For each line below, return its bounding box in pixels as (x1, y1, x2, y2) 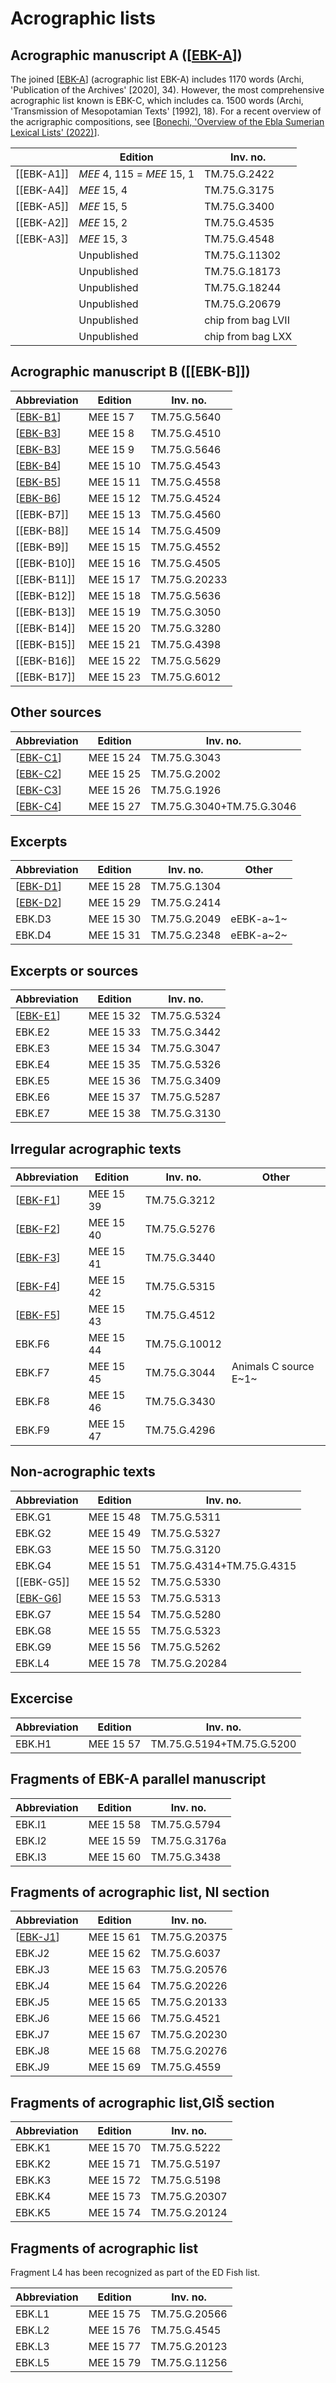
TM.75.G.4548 (204, 232, 275, 246)
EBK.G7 (15, 1607, 52, 1621)
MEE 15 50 (88, 1542, 142, 1556)
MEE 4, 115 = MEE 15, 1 (78, 167, 195, 181)
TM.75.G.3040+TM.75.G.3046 (150, 799, 297, 813)
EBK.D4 (15, 928, 52, 942)
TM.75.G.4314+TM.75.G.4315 (150, 1558, 297, 1572)
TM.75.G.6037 (150, 1947, 222, 1961)
